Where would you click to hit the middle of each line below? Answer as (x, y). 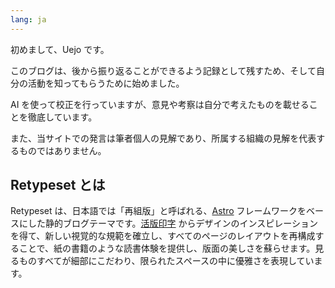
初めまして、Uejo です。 (60, 49)
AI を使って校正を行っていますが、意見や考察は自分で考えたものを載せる (160, 104)
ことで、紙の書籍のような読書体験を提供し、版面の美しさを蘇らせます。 (167, 248)
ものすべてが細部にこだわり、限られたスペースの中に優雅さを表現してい (166, 261)
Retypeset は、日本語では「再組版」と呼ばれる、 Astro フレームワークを (158, 211)
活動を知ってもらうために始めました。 (106, 83)
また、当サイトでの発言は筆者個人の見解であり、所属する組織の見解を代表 (163, 138)
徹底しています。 (62, 117)
